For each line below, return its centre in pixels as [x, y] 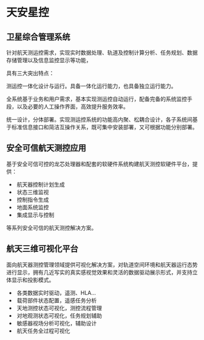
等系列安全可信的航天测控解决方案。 [52, 227]
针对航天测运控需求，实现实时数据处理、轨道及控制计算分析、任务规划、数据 [102, 53]
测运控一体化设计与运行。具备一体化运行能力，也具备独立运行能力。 [91, 86]
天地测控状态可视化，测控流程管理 [59, 308]
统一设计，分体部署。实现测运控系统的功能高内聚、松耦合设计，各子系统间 [99, 120]
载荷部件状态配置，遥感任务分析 [57, 300]
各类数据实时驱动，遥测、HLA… [56, 293]
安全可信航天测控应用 [46, 148]
